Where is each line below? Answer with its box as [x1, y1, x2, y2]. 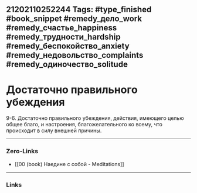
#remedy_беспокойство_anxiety [6, 41, 130, 51]
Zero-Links [6, 147, 39, 156]
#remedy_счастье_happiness [6, 23, 117, 33]
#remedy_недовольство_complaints [6, 50, 144, 60]
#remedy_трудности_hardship [6, 32, 121, 42]
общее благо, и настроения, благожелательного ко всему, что [6, 121, 163, 128]
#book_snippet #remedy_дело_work [6, 14, 142, 24]
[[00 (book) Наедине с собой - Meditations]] [14, 160, 124, 167]
